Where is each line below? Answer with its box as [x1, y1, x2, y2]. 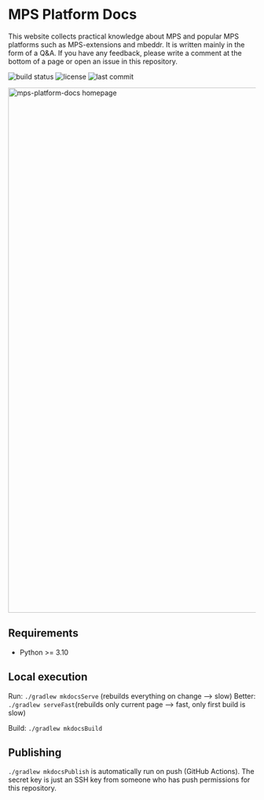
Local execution [8, 670, 88, 684]
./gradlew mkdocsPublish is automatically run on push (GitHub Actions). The [8, 767, 255, 776]
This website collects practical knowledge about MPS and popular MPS [8, 31, 240, 41]
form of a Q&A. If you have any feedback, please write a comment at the [8, 48, 242, 57]
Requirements [8, 627, 79, 640]
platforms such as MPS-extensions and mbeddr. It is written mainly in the [8, 39, 245, 49]
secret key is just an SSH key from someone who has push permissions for [8, 775, 251, 784]
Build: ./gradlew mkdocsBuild [8, 723, 103, 732]
